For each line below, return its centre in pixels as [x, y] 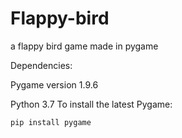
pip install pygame [51, 122]
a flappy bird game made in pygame [84, 46]
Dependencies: [41, 65]
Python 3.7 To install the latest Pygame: [91, 104]
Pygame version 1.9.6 [54, 84]
